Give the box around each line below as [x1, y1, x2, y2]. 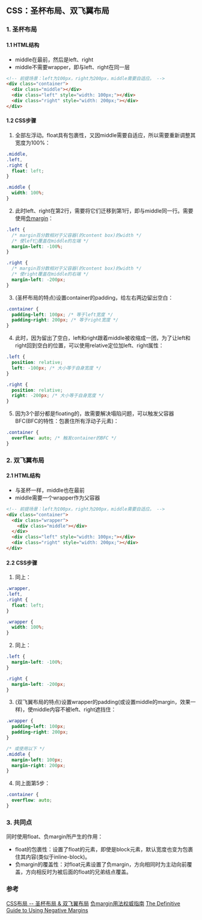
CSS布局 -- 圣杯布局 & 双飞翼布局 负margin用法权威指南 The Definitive [6, 900, 180, 907]
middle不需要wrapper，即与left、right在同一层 [14, 63, 130, 70]
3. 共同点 [6, 818, 32, 826]
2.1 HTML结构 [6, 472, 41, 480]
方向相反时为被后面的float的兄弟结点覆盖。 [25, 868, 132, 875]
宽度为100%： [14, 139, 50, 146]
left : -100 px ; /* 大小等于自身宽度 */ [11, 365, 102, 371]
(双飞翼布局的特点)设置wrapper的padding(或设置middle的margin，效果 [14, 699, 191, 706]
